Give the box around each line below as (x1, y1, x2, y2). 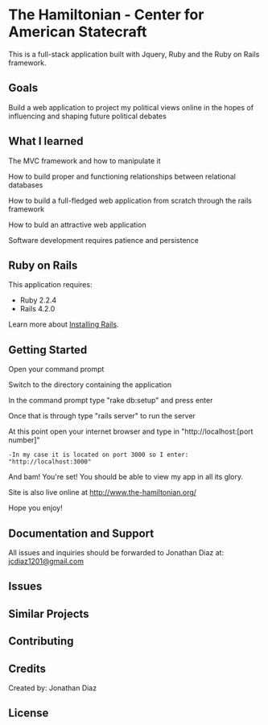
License (8, 706, 49, 720)
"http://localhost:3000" (8, 458, 92, 466)
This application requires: (8, 280, 93, 290)
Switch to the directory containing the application (8, 380, 171, 389)
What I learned (8, 134, 84, 148)
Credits (8, 661, 47, 675)
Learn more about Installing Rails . (8, 319, 119, 329)
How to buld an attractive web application (8, 220, 146, 229)
